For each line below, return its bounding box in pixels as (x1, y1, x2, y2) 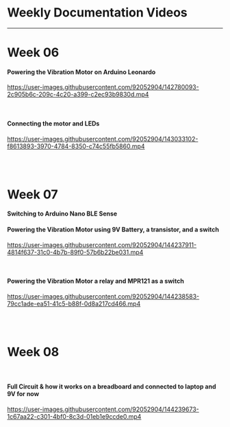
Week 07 (7, 187, 58, 202)
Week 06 (7, 45, 60, 60)
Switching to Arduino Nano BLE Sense (7, 209, 118, 218)
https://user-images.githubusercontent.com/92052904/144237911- (7, 240, 197, 249)
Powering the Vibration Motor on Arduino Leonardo (7, 67, 156, 76)
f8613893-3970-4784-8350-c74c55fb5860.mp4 (7, 142, 145, 150)
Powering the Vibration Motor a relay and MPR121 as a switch (7, 277, 185, 286)
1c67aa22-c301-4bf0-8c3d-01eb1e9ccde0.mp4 (7, 412, 142, 420)
